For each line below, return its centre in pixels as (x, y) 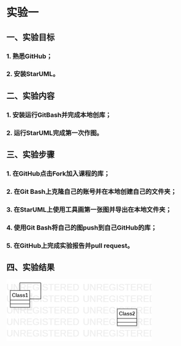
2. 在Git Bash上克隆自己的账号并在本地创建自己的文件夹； (92, 191)
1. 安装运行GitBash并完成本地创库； (59, 115)
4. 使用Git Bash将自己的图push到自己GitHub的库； (82, 228)
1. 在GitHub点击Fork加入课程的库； (58, 174)
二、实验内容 (31, 96)
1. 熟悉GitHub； (30, 56)
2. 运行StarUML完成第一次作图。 (55, 133)
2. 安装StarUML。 (33, 74)
